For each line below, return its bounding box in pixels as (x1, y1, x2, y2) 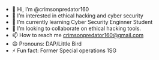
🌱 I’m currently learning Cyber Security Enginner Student (11, 19, 153, 25)
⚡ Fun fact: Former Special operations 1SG (11, 47, 117, 54)
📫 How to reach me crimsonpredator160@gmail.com (11, 32, 144, 38)
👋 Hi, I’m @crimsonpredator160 (11, 6, 89, 13)
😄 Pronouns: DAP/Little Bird (11, 40, 82, 47)
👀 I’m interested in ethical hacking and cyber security (11, 12, 144, 19)
